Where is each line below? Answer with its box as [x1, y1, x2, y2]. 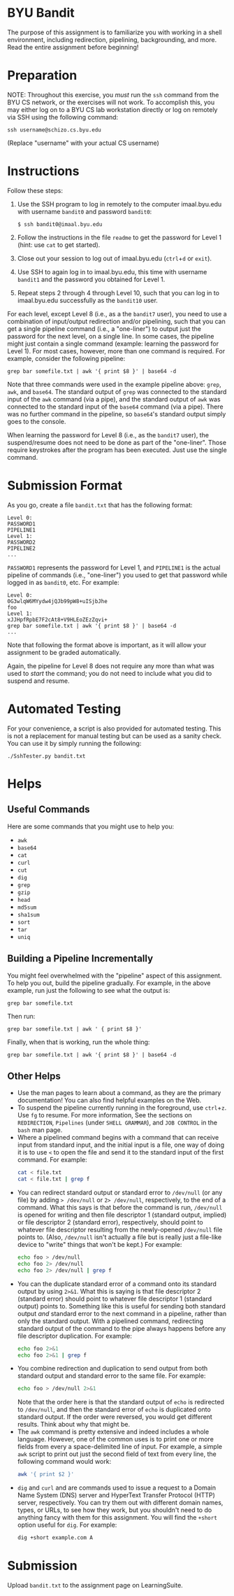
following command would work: [17, 1457, 112, 1466]
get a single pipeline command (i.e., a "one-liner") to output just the [7, 324, 201, 333]
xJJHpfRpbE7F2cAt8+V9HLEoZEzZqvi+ [7, 616, 108, 623]
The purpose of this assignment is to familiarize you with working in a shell [7, 28, 222, 36]
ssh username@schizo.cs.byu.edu [7, 126, 101, 134]
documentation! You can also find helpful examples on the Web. [17, 1096, 202, 1105]
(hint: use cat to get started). [17, 240, 101, 249]
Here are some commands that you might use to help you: [7, 822, 175, 831]
